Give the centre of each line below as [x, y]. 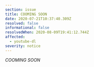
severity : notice [23, 46]
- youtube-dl [23, 42]
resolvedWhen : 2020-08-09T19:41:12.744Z [47, 32]
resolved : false [22, 23]
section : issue [21, 10]
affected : [15, 37]
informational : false [27, 28]
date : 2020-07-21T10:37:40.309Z [38, 19]
